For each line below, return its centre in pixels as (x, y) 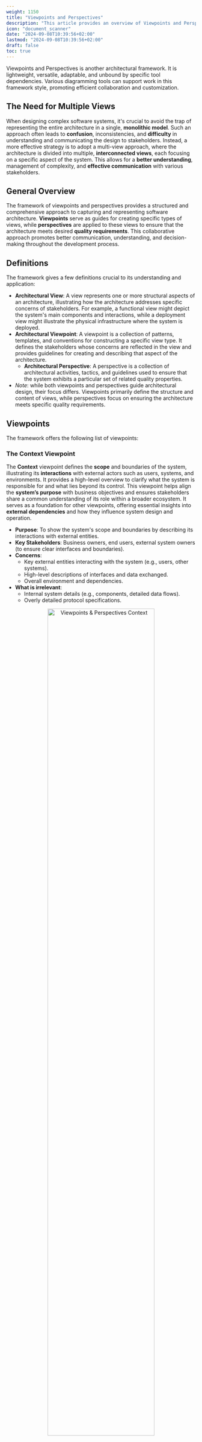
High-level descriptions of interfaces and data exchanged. (96, 575)
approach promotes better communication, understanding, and (84, 238)
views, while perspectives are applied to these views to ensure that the (95, 225)
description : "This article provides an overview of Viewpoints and (94, 23)
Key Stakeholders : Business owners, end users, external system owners (105, 543)
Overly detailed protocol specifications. (73, 600)
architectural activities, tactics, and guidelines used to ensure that (106, 373)
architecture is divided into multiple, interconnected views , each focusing (98, 153)
